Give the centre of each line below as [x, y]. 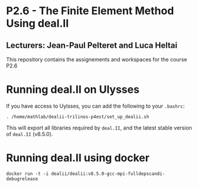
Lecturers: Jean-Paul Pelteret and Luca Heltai [92, 45]
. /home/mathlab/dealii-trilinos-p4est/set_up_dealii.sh [78, 116]
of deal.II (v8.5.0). [30, 134]
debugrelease [22, 179]
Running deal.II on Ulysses [73, 90]
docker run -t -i [27, 174]
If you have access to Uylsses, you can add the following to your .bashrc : [95, 106]
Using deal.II [38, 23]
